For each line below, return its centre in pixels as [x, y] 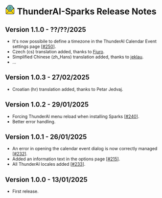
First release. [25, 191]
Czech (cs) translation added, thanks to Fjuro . [58, 52]
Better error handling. [34, 121]
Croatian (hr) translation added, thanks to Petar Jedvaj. [68, 89]
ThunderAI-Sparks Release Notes [87, 11]
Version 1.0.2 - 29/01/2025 [47, 105]
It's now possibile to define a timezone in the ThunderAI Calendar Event [84, 41]
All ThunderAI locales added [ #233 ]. [49, 164]
